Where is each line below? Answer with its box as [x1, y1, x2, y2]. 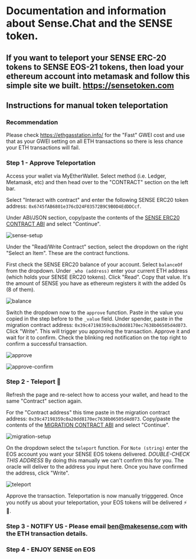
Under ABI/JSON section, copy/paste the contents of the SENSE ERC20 [6, 214, 180, 221]
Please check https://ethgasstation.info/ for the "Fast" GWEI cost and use [6, 132, 185, 139]
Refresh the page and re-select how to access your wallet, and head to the [6, 391, 188, 398]
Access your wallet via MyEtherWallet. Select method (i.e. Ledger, [6, 172, 166, 179]
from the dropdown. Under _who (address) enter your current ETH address [6, 267, 188, 274]
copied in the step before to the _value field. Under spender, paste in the [6, 315, 183, 322]
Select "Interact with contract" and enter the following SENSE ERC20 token [6, 196, 189, 203]
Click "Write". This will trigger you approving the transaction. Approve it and [6, 328, 191, 335]
